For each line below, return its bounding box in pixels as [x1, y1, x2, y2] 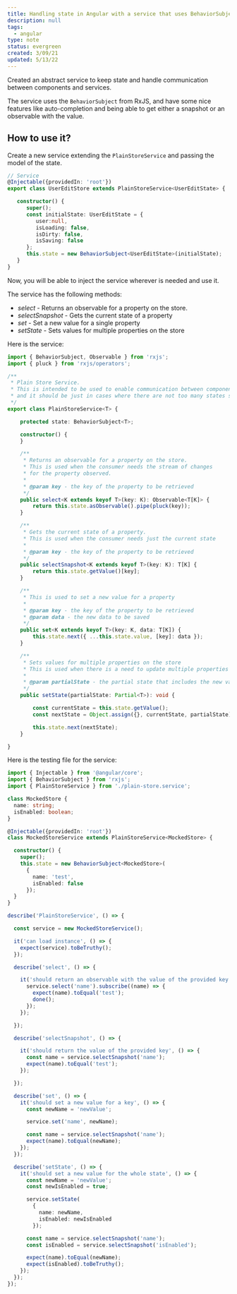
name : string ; [13, 802, 55, 809]
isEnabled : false [32, 880, 83, 887]
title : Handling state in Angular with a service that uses [7, 10, 188, 18]
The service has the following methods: [7, 290, 122, 298]
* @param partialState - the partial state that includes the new [23, 679, 222, 686]
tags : [7, 23, 23, 30]
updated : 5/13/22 [7, 56, 59, 64]
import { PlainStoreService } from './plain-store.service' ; [7, 782, 191, 790]
